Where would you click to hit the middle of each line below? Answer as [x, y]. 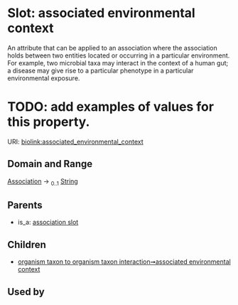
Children [27, 244]
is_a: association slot [48, 223]
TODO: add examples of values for [111, 107]
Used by [26, 292]
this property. [49, 122]
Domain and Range [50, 164]
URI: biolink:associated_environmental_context [75, 141]
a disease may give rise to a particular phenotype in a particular [101, 70]
